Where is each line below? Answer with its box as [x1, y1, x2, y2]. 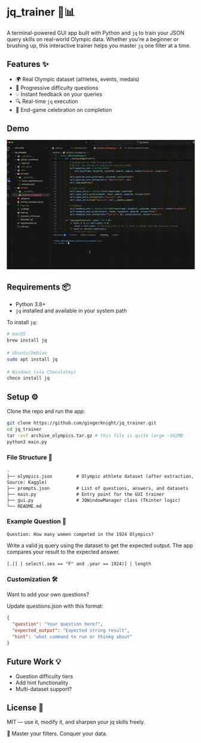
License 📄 [7, 703, 44, 713]
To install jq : [7, 319, 38, 326]
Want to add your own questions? [7, 591, 89, 598]
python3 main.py [7, 439, 47, 445]
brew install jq [7, 337, 47, 343]
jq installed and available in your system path [15, 307, 127, 315]
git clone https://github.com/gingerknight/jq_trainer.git [7, 420, 157, 426]
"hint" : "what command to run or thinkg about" [12, 634, 133, 640]
